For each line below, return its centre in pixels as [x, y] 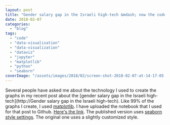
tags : [11, 33]
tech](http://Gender [26, 101]
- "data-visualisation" [35, 43]
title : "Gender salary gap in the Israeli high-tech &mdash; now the [80, 15]
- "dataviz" [23, 52]
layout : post [19, 10]
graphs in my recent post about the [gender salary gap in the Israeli [75, 95]
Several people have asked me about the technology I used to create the [81, 90]
